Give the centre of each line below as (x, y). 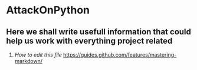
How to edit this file (38, 55)
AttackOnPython (48, 10)
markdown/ (29, 61)
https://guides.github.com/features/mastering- (120, 55)
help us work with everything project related (89, 41)
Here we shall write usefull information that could (99, 32)
